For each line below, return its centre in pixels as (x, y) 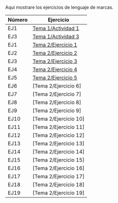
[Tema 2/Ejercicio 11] (58, 127)
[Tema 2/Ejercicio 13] (58, 144)
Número (18, 20)
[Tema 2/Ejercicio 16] (58, 168)
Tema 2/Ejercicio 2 (55, 53)
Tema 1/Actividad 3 (56, 36)
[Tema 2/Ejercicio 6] (57, 86)
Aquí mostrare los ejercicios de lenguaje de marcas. (60, 7)
